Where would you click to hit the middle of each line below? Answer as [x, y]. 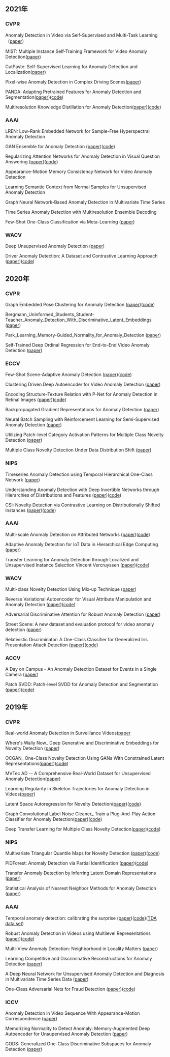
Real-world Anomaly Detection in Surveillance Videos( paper [68, 733]
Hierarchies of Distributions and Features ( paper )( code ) [63, 495]
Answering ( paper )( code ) [32, 161]
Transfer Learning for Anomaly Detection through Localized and [72, 559]
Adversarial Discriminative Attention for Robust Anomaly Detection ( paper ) [83, 614]
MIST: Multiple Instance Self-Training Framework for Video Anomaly [76, 51]
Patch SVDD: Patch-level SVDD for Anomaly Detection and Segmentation [82, 684]
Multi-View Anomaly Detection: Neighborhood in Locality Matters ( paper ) [82, 949]
